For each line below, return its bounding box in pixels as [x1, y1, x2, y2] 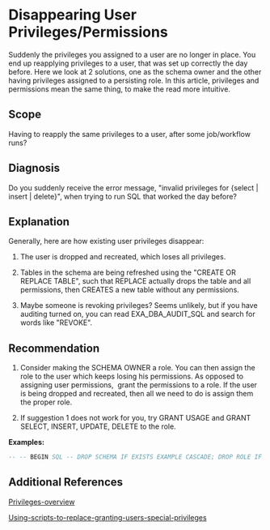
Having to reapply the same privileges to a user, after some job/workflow [8, 129, 251, 139]
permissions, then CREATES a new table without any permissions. [19, 285, 240, 295]
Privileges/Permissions [8, 23, 168, 41]
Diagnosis [8, 161, 61, 175]
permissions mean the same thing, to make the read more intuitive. [8, 83, 230, 94]
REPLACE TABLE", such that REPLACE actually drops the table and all [19, 276, 251, 286]
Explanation [8, 215, 70, 229]
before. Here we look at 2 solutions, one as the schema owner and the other [8, 66, 262, 76]
